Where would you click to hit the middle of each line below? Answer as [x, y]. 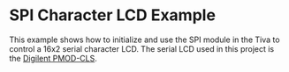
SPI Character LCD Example [113, 15]
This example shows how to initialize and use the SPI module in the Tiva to [144, 40]
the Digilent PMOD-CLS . [53, 58]
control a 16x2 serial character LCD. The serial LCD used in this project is [142, 48]
